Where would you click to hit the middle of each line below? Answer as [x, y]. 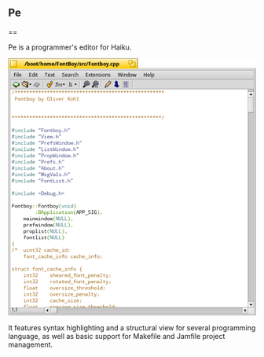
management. [31, 344]
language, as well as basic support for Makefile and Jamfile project [117, 336]
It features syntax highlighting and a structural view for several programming [132, 328]
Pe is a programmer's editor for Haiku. [70, 47]
